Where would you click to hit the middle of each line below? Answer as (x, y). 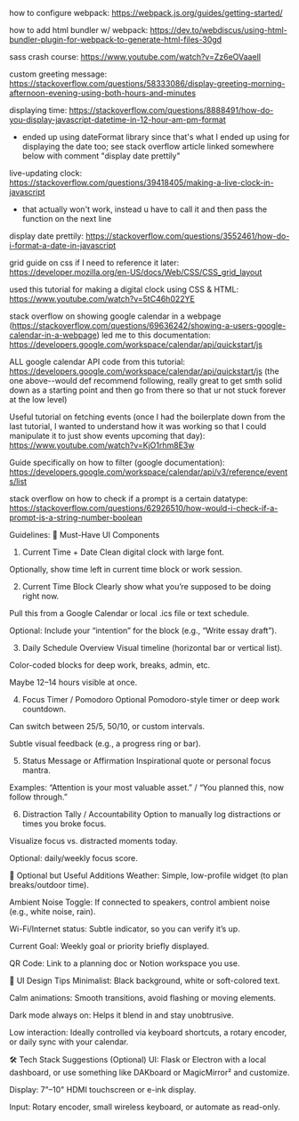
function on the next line (67, 219)
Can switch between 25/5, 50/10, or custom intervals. (107, 726)
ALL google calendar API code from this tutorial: (97, 361)
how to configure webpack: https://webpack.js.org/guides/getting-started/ (146, 13)
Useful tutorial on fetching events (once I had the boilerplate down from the (147, 417)
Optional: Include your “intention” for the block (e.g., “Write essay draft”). (143, 630)
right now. (40, 596)
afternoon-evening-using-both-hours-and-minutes (103, 93)
